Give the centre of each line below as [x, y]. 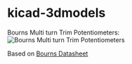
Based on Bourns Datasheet [48, 53]
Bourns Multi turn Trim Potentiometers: [64, 32]
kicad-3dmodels [57, 13]
